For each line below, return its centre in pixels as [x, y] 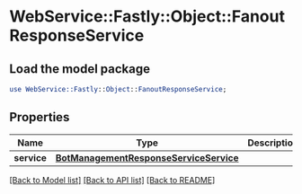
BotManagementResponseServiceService [147, 157]
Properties [40, 117]
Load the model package [80, 69]
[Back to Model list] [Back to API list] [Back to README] [112, 180]
